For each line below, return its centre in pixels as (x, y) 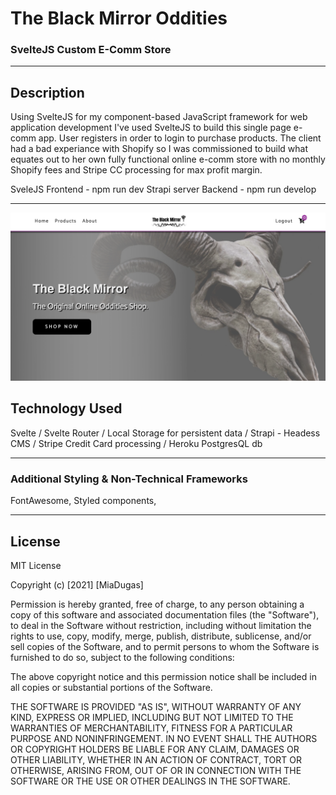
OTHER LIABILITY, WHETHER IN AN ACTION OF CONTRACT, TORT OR (156, 759)
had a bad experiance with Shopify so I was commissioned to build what (159, 149)
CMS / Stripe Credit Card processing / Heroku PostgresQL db (136, 443)
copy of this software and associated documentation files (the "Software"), (165, 614)
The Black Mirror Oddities (119, 18)
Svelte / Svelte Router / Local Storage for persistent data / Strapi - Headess (165, 433)
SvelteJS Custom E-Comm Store (91, 50)
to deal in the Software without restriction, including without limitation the (161, 625)
